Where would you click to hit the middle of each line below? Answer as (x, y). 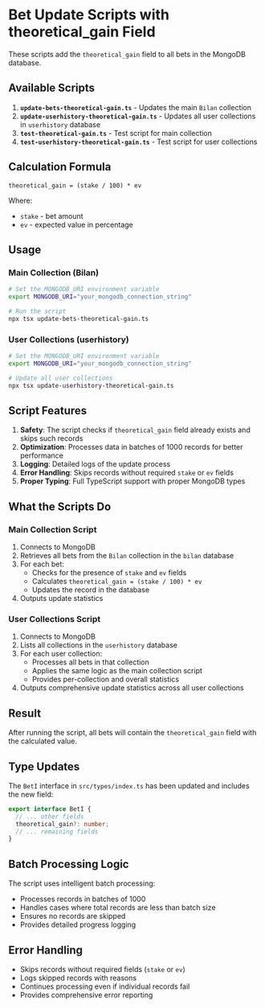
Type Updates (44, 766)
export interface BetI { (50, 809)
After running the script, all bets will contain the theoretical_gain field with (132, 733)
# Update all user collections (61, 378)
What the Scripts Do (60, 506)
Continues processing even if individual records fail (105, 986)
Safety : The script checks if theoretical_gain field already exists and (135, 430)
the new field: (31, 794)
